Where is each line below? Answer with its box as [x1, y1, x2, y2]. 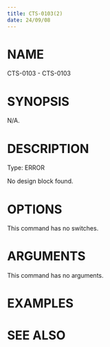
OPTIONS [7, 202, 63, 217]
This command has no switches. [7, 224, 99, 233]
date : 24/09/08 [7, 17, 51, 24]
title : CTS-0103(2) [7, 10, 63, 17]
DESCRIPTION [7, 141, 89, 157]
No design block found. [7, 177, 74, 186]
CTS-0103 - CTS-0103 [7, 69, 71, 78]
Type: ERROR [7, 163, 45, 172]
